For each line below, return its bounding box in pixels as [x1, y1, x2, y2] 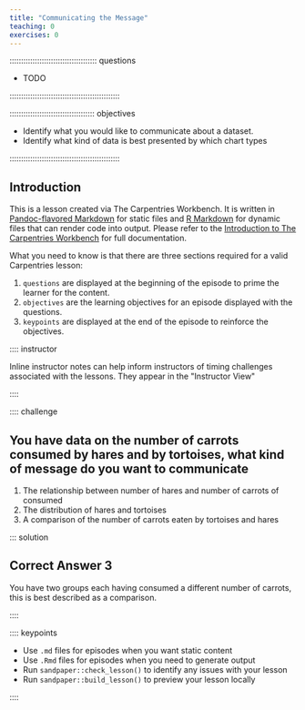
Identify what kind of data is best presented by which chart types [22, 136, 268, 147]
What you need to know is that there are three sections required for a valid [9, 250, 289, 261]
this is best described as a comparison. [9, 592, 158, 603]
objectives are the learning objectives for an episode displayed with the [22, 297, 293, 308]
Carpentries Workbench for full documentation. [9, 233, 188, 244]
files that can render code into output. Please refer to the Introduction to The [9, 223, 297, 234]
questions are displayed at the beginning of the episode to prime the [22, 278, 280, 289]
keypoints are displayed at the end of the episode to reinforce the [22, 316, 269, 328]
